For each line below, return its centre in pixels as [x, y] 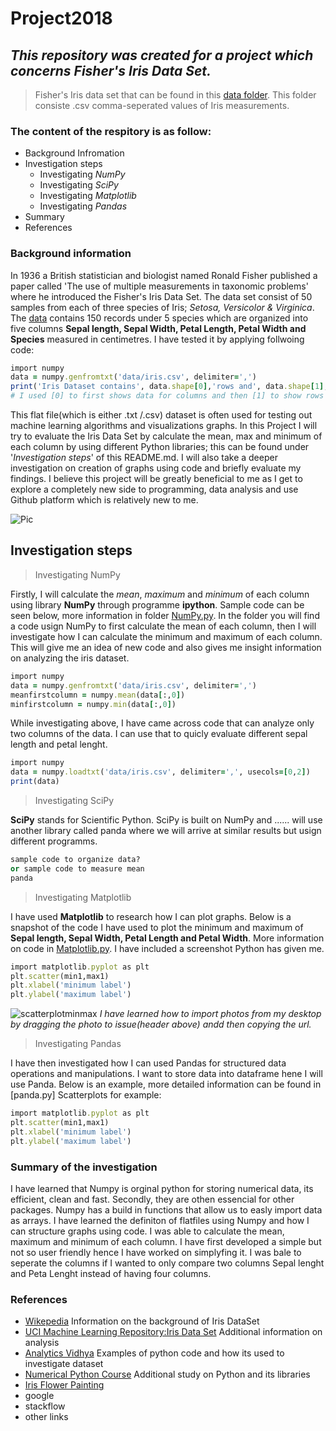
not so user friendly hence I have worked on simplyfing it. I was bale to [156, 1252]
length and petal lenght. [59, 744]
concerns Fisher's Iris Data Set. [111, 70]
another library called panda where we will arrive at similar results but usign [166, 831]
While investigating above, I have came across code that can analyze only [162, 723]
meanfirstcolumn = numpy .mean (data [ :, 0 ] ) [98, 695]
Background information [71, 254]
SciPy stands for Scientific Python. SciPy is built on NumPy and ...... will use [166, 820]
